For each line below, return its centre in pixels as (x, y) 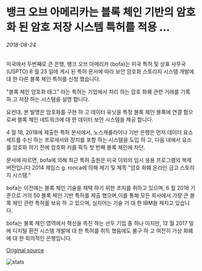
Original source (25, 251)
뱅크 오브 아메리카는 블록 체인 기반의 (90, 12)
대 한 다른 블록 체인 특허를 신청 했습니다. (54, 79)
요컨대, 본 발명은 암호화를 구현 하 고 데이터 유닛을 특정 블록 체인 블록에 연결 (94, 112)
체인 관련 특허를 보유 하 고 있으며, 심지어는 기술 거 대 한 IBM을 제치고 (93, 203)
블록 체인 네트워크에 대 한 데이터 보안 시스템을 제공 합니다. (85, 120)
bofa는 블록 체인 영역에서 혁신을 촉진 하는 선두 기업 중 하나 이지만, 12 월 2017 (97, 224)
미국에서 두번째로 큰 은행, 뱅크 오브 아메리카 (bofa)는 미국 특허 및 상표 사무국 (96, 64)
